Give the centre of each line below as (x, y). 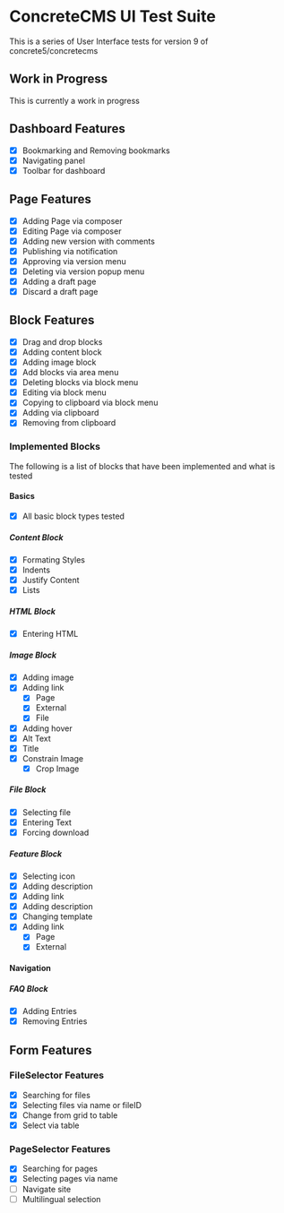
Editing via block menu (64, 392)
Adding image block (59, 362)
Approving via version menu (74, 261)
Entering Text (47, 822)
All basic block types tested (73, 516)
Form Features (51, 1050)
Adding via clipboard (60, 413)
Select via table (51, 1125)
